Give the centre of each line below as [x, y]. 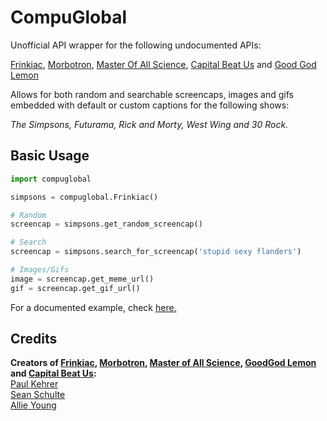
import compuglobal [51, 179]
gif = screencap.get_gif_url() [75, 288]
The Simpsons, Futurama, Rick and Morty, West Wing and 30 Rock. [149, 124]
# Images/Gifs [40, 270]
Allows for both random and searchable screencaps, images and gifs [152, 94]
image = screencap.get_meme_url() [82, 279]
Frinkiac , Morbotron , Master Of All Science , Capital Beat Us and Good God [163, 64]
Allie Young [33, 405]
